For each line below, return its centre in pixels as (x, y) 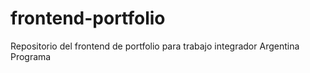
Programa (31, 56)
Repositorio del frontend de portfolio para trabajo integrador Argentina (155, 46)
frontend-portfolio (88, 18)
